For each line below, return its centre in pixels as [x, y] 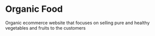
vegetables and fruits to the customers [45, 28]
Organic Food [34, 9]
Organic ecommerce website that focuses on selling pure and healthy [77, 23]
